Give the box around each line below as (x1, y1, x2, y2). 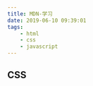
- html (20, 30, 39, 37)
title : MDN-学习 (7, 10, 53, 18)
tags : (7, 23, 23, 30)
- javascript (20, 43, 58, 50)
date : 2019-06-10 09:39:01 (7, 17, 87, 24)
